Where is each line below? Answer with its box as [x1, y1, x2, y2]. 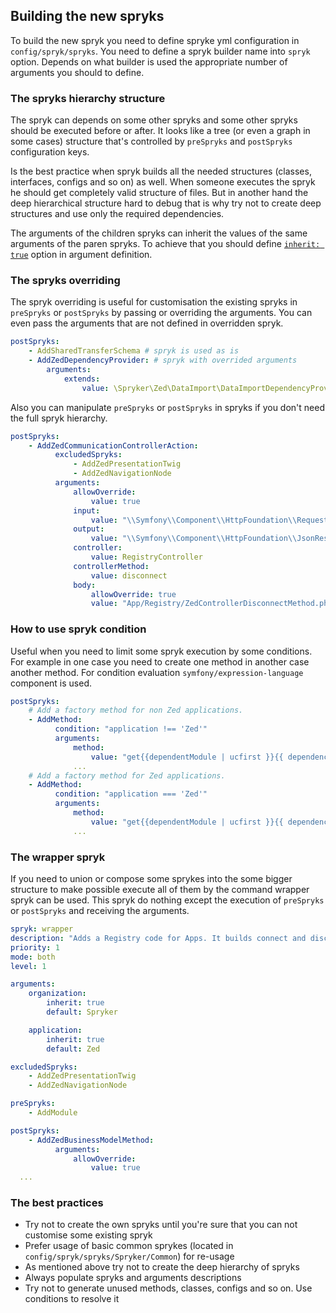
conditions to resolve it [24, 1293, 120, 1305]
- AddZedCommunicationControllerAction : [28, 440, 199, 451]
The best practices [10, 1196, 104, 1210]
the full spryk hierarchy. [10, 412, 108, 424]
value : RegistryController [90, 552, 203, 563]
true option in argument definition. [10, 249, 153, 261]
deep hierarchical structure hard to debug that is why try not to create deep [10, 197, 322, 209]
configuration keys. [10, 146, 90, 158]
